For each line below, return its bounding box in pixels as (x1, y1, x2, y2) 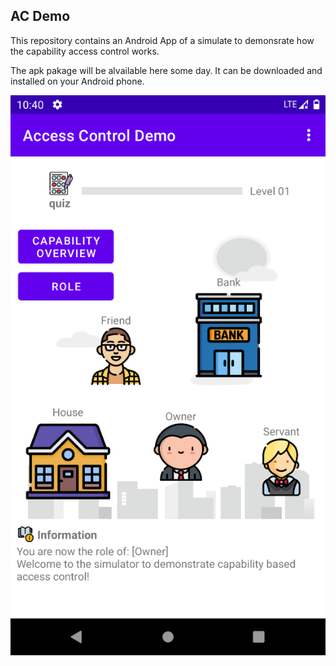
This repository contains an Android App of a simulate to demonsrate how (10, 34, 315, 46)
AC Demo (10, 8, 71, 25)
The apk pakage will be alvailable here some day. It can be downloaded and (10, 64, 323, 76)
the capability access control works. (10, 45, 160, 57)
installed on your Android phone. (10, 75, 145, 87)
